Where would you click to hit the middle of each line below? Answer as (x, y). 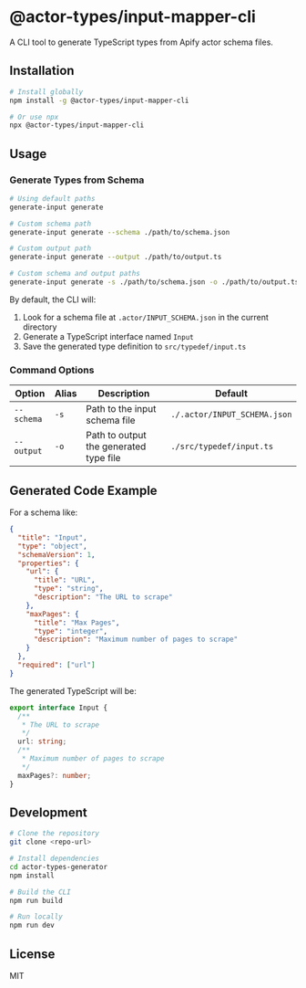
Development (49, 812)
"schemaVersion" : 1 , (56, 554)
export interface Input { (58, 708)
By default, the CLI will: (53, 300)
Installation (42, 71)
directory (40, 327)
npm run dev (32, 925)
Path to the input (121, 409)
